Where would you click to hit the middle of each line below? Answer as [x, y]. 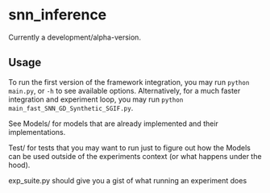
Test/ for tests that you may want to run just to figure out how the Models [130, 148]
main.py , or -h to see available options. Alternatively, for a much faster [125, 90]
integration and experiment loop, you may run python [96, 99]
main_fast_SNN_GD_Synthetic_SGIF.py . [71, 107]
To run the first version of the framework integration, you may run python [129, 82]
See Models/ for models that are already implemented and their [114, 124]
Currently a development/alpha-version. [75, 37]
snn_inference [58, 15]
